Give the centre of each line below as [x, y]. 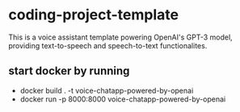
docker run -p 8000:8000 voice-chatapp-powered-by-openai [123, 99]
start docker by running [69, 71]
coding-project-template [94, 15]
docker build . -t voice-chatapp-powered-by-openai [107, 90]
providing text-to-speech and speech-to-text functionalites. [108, 45]
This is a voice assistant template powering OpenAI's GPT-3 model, [120, 37]
